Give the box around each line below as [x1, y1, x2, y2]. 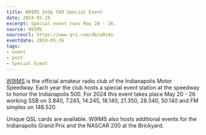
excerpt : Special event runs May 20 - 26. [6, 20, 116, 26]
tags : [6, 44, 20, 50]
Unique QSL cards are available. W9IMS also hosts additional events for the [6, 115, 197, 123]
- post [6, 55, 23, 61]
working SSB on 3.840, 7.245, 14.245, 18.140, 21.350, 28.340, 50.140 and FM [6, 96, 199, 104]
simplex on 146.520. [6, 103, 57, 110]
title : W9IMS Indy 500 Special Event [6, 9, 103, 15]
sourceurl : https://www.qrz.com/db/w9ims [6, 32, 114, 38]
